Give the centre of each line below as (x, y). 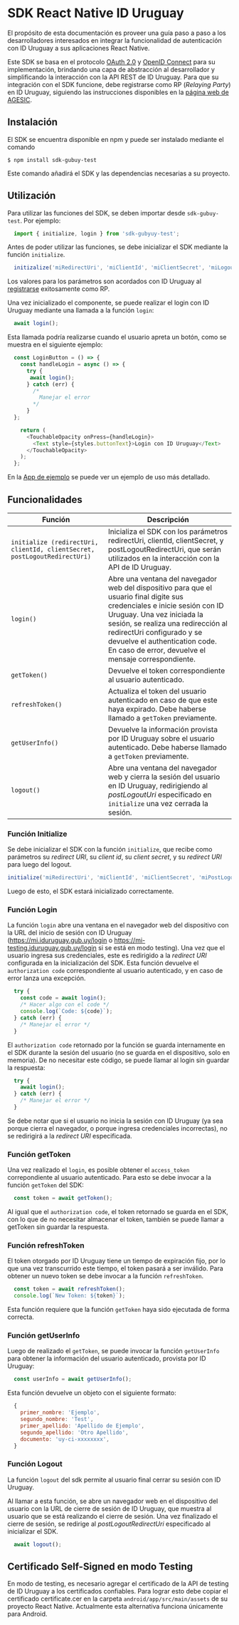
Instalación (33, 122)
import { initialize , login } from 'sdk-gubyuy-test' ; (97, 233)
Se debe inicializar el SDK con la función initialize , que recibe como (110, 850)
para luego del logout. (40, 865)
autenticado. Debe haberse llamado (168, 747)
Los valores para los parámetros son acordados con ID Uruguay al (104, 281)
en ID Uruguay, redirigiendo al (158, 786)
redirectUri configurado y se (155, 632)
